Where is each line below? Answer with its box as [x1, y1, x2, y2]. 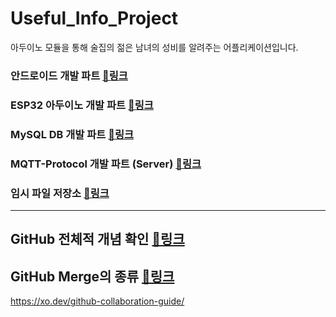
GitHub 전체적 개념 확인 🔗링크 [10, 231, 185, 248]
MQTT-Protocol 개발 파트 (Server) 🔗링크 [10, 157, 202, 171]
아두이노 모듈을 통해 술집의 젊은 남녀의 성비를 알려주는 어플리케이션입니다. [10, 41, 299, 53]
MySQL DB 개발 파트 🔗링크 [10, 127, 135, 141]
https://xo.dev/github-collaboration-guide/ [10, 295, 185, 307]
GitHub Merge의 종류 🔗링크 [10, 268, 175, 285]
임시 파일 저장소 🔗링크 [10, 186, 110, 200]
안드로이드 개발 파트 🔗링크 [10, 68, 128, 82]
